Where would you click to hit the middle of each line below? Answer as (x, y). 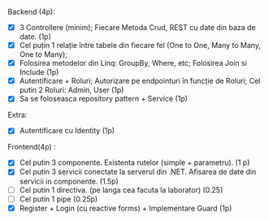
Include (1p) (39, 72)
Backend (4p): (32, 12)
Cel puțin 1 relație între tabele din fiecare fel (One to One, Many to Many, (140, 45)
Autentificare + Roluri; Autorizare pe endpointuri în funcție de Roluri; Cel (140, 81)
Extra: (17, 115)
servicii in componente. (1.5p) (69, 181)
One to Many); (43, 54)
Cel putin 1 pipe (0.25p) (59, 199)
